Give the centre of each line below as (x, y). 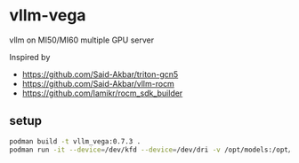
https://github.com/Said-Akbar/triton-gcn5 (100, 74)
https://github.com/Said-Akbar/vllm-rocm (98, 83)
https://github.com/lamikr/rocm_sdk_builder (102, 93)
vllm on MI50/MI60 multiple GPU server (81, 40)
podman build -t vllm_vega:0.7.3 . (75, 141)
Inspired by (30, 57)
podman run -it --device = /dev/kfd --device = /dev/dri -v (115, 150)
